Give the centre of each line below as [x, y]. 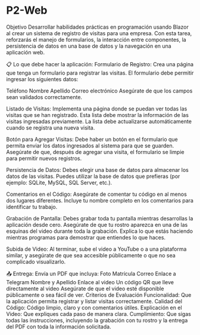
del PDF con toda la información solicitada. [59, 327]
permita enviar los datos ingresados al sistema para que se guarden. [90, 145]
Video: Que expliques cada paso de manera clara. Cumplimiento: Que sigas [99, 314]
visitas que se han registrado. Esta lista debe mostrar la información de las [98, 115]
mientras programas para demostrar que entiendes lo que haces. [86, 237]
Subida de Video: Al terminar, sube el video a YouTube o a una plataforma [96, 249]
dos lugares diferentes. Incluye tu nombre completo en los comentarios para [100, 200]
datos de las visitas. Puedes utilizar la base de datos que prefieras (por [93, 176]
